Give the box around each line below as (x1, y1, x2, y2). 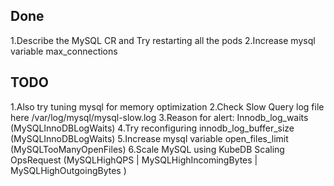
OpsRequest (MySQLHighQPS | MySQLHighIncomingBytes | (10, 154, 258, 166)
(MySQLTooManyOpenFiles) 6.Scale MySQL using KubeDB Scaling (10, 143, 285, 155)
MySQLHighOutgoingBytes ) (10, 164, 127, 176)
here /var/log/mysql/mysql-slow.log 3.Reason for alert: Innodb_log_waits (10, 111, 309, 123)
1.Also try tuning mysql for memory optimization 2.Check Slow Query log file (10, 100, 325, 113)
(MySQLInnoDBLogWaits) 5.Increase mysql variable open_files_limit (10, 132, 289, 144)
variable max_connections (10, 45, 118, 57)
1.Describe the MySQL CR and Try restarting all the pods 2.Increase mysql (10, 34, 316, 46)
